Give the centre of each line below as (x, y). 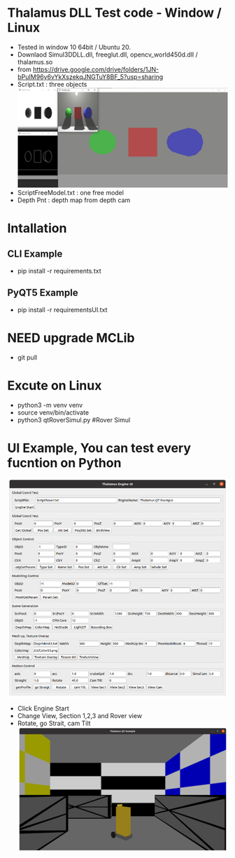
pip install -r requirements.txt (59, 271)
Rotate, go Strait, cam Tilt (54, 723)
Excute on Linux (55, 385)
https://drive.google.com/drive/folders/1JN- (96, 69)
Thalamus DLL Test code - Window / (114, 13)
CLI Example (35, 254)
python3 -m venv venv (50, 405)
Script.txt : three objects (52, 84)
